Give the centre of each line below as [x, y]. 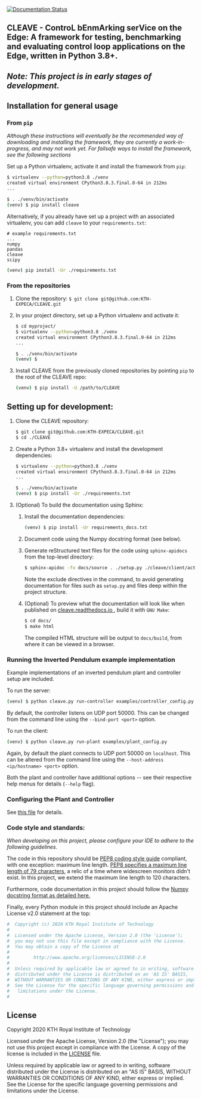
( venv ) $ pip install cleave [43, 205]
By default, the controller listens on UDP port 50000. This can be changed [98, 713]
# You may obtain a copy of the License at [63, 947]
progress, [18, 149]
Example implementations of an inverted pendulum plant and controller [94, 673]
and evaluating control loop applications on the [96, 47]
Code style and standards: [46, 827]
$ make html [39, 626]
